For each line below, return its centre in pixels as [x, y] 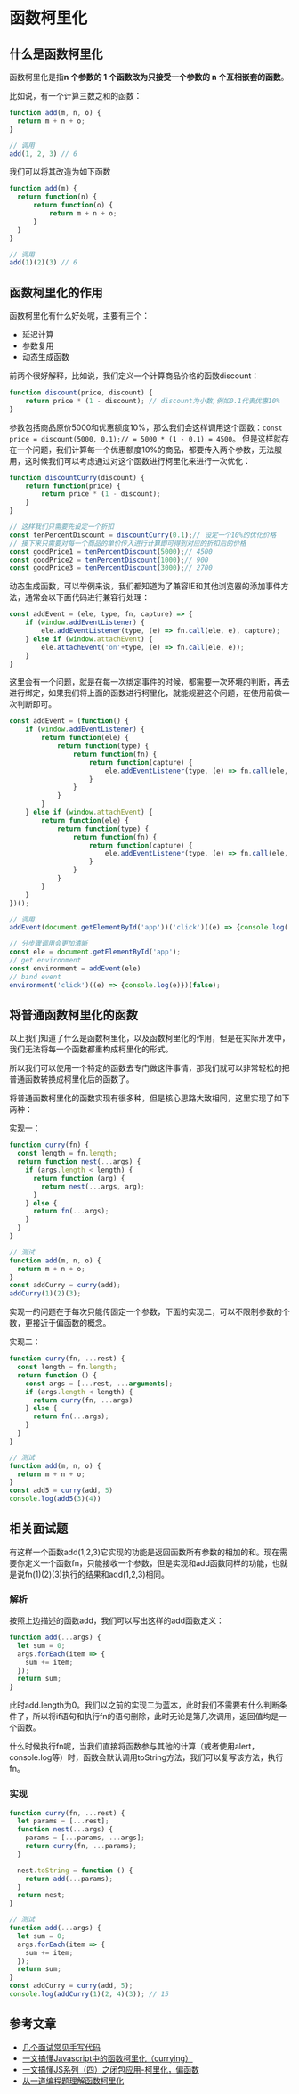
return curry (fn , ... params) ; [81, 1846]
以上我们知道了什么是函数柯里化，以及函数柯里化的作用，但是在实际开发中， [149, 1038]
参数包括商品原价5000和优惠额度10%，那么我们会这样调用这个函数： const [146, 427]
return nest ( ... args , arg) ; [93, 1186]
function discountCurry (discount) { [77, 477]
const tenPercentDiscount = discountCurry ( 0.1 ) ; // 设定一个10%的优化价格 [143, 535]
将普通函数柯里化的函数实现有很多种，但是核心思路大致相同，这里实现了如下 [149, 1098]
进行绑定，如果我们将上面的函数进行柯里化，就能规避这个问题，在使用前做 [145, 693]
